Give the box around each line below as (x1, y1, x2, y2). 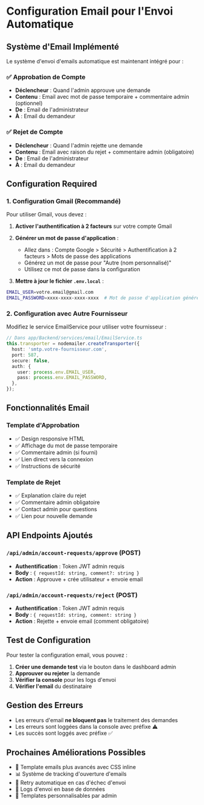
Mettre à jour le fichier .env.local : (15, 277, 104, 285)
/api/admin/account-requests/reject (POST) (6, 590, 138, 599)
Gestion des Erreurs (6, 700, 84, 711)
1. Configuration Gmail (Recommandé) (6, 197, 121, 205)
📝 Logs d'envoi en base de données (15, 785, 105, 793)
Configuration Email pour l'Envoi (6, 4, 173, 18)
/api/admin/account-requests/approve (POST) (6, 548, 141, 557)
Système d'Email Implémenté (6, 41, 120, 52)
